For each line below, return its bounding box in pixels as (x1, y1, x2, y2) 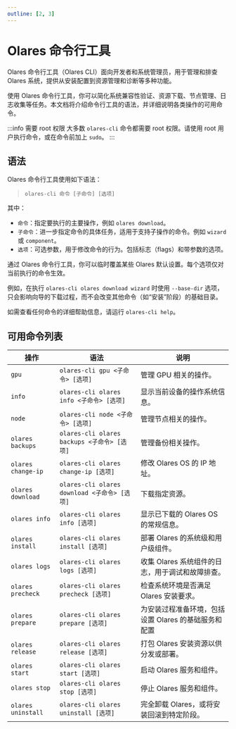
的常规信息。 (140, 520, 183, 530)
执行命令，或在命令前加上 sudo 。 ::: (13, 132, 115, 141)
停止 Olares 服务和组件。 (140, 684, 223, 694)
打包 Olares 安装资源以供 (140, 639, 223, 649)
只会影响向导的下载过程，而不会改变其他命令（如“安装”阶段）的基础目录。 (7, 293, 223, 301)
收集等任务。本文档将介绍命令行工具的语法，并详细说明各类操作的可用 (13, 100, 216, 108)
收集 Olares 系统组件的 (140, 557, 216, 567)
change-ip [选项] (59, 468, 115, 476)
